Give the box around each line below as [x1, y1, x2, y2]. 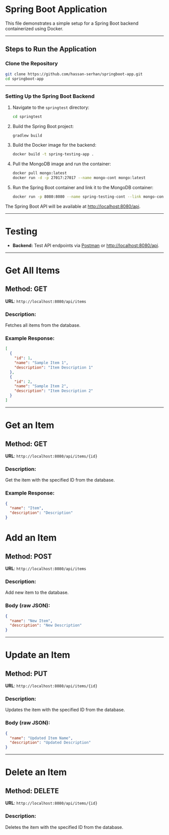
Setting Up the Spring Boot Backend [5, 93, 95, 100]
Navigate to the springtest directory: [12, 104, 90, 110]
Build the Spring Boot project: [12, 123, 74, 129]
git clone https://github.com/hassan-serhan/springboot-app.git [5, 72, 143, 77]
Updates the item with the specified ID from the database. [5, 707, 125, 713]
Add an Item [5, 532, 57, 544]
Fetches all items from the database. [5, 322, 81, 328]
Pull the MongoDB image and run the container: [12, 161, 112, 167]
